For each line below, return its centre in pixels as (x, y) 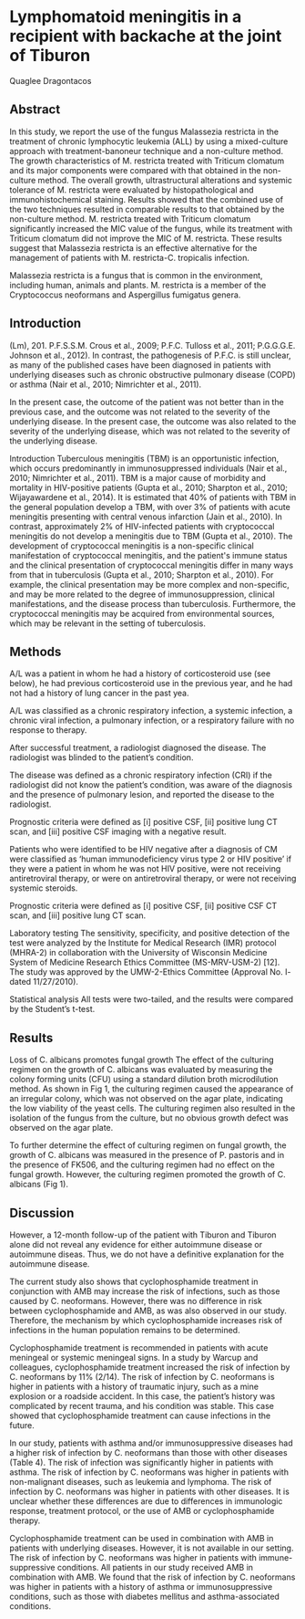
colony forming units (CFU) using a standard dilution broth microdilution (144, 1080)
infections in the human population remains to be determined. (125, 1330)
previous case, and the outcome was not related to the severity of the (140, 412)
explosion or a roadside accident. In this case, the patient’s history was (142, 1396)
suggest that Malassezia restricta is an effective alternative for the (133, 247)
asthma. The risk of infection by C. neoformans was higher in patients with (149, 1472)
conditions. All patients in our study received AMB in (155, 1567)
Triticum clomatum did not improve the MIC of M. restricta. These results (146, 238)
